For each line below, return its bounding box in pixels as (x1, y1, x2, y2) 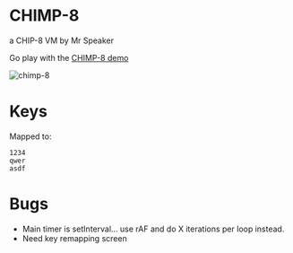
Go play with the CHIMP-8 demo (9, 52, 129, 63)
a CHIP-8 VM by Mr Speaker (9, 35, 115, 46)
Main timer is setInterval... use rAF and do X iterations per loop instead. (22, 223, 285, 234)
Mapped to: (9, 131, 52, 142)
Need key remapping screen (22, 232, 127, 243)
